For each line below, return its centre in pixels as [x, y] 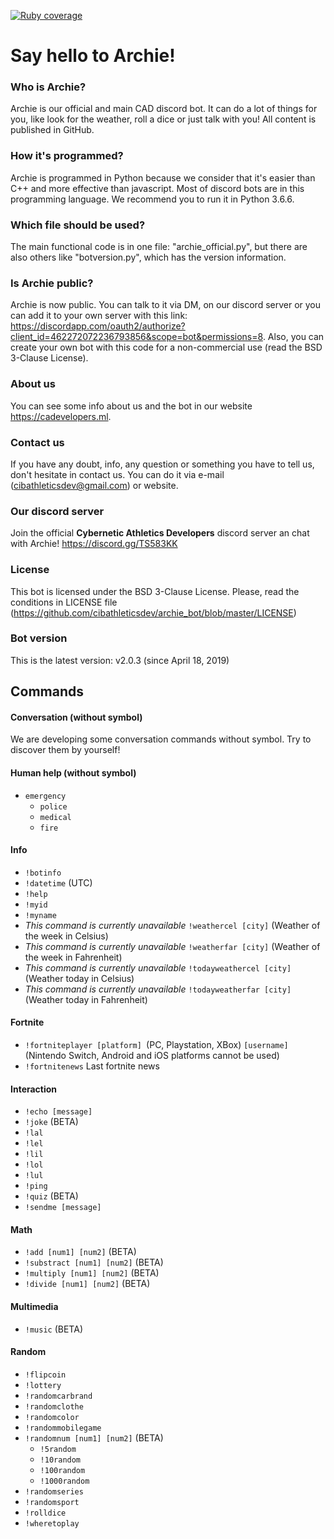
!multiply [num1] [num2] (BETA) [92, 1273]
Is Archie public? [52, 283]
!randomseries [54, 1491]
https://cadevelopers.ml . [61, 416]
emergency [45, 796]
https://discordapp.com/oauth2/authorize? [98, 326]
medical [55, 817]
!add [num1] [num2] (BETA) [80, 1252]
